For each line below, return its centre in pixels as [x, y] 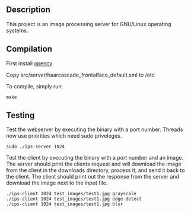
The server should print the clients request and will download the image [94, 164]
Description [28, 10]
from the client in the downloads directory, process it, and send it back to [95, 170]
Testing [20, 115]
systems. [17, 30]
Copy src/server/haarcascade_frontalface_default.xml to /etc [81, 75]
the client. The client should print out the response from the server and [93, 177]
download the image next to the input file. [57, 183]
